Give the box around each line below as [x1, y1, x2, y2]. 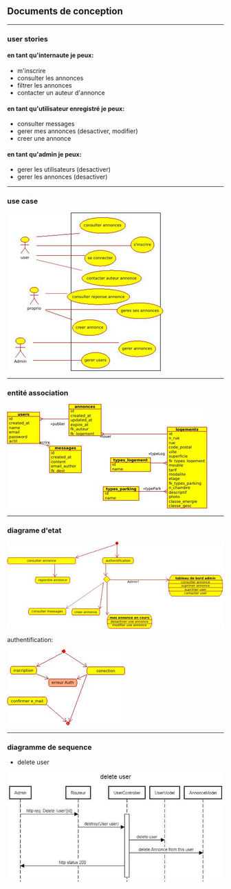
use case [7, 197, 38, 206]
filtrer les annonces [16, 81, 72, 89]
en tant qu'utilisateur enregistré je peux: [7, 104, 125, 112]
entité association [7, 388, 69, 397]
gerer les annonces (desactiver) [16, 172, 108, 181]
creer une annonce [16, 134, 71, 143]
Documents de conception [7, 6, 123, 17]
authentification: [7, 635, 54, 643]
